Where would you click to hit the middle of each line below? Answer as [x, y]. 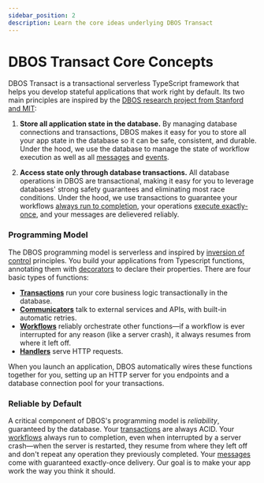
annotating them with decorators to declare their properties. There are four [130, 269]
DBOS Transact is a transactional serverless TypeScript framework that [124, 84]
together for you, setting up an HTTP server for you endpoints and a [119, 374]
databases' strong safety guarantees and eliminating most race [122, 189]
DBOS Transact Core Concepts [111, 62]
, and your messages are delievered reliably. [108, 214]
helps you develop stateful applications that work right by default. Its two [126, 92]
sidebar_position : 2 [42, 15]
